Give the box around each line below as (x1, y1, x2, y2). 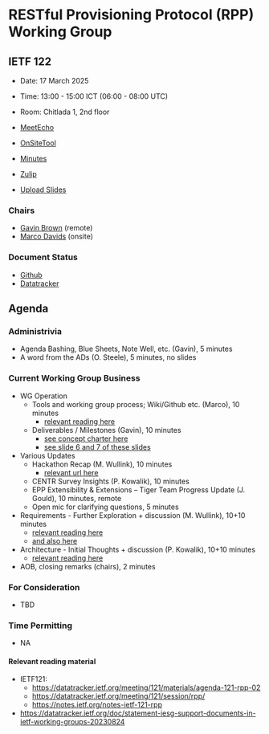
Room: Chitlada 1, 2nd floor (19, 107, 110, 116)
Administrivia (8, 325, 63, 336)
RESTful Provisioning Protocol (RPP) (8, 6, 255, 24)
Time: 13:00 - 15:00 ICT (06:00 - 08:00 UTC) (19, 92, 169, 101)
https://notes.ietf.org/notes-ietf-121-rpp (31, 700, 163, 710)
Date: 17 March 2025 (19, 76, 89, 85)
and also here (31, 536, 78, 545)
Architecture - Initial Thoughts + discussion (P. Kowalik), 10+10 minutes (19, 544, 255, 554)
